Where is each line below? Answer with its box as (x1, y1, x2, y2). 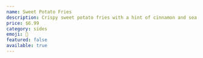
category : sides (6, 25, 47, 32)
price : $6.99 (6, 20, 40, 26)
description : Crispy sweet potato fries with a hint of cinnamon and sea (6, 14, 198, 21)
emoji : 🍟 (6, 31, 29, 37)
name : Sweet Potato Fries (6, 8, 72, 15)
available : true (6, 43, 47, 49)
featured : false (6, 37, 47, 43)
